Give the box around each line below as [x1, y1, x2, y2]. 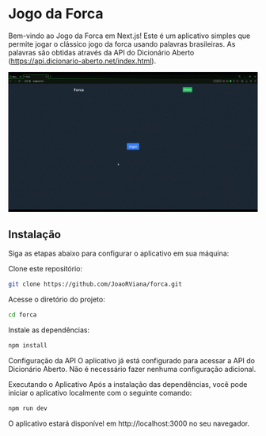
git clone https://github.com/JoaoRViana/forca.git [8, 280, 182, 289]
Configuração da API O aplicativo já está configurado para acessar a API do [8, 355, 256, 365]
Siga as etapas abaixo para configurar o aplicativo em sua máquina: [8, 248, 230, 258]
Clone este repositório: [8, 264, 83, 274]
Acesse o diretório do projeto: [8, 294, 105, 305]
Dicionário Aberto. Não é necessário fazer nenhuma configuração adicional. [8, 364, 256, 373]
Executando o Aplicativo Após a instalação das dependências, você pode [8, 379, 248, 389]
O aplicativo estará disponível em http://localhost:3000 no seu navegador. [8, 419, 250, 428]
